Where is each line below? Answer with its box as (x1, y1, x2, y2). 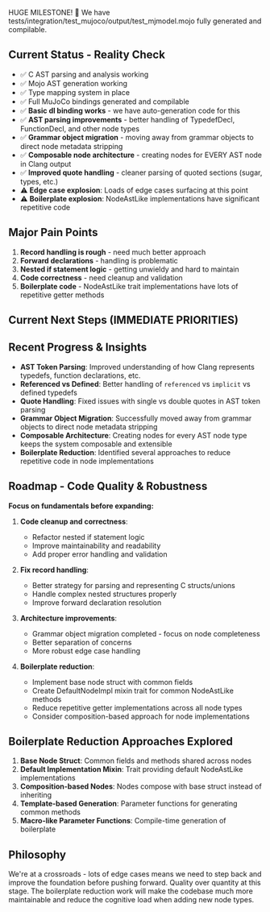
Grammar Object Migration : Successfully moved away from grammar (19, 413, 252, 423)
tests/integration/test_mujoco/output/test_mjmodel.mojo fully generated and (8, 16, 262, 26)
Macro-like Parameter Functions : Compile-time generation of (19, 816, 226, 826)
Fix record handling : (19, 565, 89, 574)
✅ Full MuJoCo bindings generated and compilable (19, 97, 189, 106)
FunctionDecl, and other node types (19, 123, 139, 133)
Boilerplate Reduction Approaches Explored (8, 735, 234, 748)
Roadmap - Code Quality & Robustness (8, 479, 208, 493)
